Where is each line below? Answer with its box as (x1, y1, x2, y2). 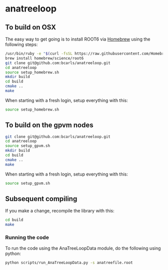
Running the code (5, 234, 49, 241)
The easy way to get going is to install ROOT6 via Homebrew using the (5, 36, 150, 42)
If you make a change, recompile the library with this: (5, 208, 114, 214)
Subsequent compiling (5, 194, 77, 203)
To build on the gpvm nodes (5, 121, 93, 129)
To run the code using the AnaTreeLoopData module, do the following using (5, 245, 161, 251)
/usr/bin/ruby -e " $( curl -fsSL (5, 51, 72, 56)
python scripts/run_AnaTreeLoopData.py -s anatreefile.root (5, 260, 133, 265)
